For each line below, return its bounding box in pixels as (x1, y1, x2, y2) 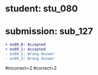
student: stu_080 (5, 3, 78, 14)
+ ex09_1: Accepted (5, 47, 46, 52)
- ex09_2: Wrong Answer (5, 51, 55, 56)
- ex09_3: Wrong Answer (5, 56, 55, 61)
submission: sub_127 (5, 26, 93, 37)
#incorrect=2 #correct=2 (5, 65, 57, 71)
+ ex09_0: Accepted (5, 42, 46, 47)
